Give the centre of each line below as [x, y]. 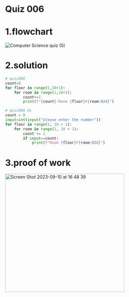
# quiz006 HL [19, 111]
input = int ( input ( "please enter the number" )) [53, 120]
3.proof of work [38, 163]
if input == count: [41, 138]
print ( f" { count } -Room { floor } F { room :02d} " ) [68, 102]
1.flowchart [29, 32]
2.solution [27, 66]
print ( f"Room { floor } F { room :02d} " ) [68, 143]
